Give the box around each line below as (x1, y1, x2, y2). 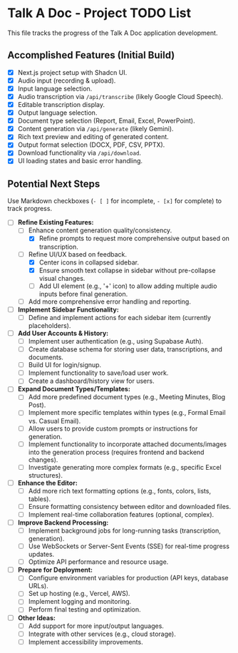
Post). (28, 401, 46, 409)
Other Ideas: (17, 613, 56, 622)
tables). (28, 494, 51, 503)
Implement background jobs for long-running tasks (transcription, (28, 526, 221, 535)
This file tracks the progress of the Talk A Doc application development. (7, 29, 218, 37)
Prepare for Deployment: (17, 565, 93, 575)
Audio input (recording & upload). (17, 76, 116, 85)
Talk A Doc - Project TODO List (7, 5, 191, 21)
